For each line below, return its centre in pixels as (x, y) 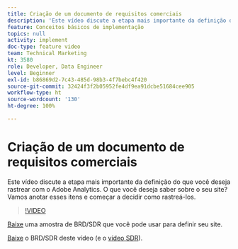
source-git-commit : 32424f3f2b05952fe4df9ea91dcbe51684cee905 (101, 86)
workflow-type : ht (34, 93)
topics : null (27, 34)
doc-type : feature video (44, 47)
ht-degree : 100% (31, 106)
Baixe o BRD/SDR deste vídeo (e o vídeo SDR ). (75, 238)
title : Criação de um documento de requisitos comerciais (95, 14)
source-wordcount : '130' (44, 100)
